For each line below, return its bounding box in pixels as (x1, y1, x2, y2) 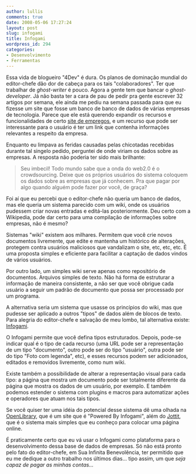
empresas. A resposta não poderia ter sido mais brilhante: (6, 154, 146, 161)
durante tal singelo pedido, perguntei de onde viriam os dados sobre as (6, 147, 178, 154)
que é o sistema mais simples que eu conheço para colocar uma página (6, 418, 180, 425)
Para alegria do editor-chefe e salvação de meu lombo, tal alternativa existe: (6, 316, 190, 323)
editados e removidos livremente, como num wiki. (6, 359, 126, 366)
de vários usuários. (6, 256, 53, 263)
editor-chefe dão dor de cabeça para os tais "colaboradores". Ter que (6, 80, 174, 87)
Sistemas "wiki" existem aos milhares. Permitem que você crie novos (6, 231, 173, 238)
